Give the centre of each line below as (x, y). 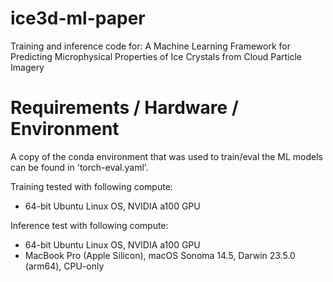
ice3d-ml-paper (78, 18)
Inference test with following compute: (89, 225)
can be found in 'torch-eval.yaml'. (79, 167)
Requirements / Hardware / (124, 108)
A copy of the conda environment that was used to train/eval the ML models (166, 156)
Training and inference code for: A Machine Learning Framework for (150, 46)
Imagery (27, 67)
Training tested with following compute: (91, 186)
